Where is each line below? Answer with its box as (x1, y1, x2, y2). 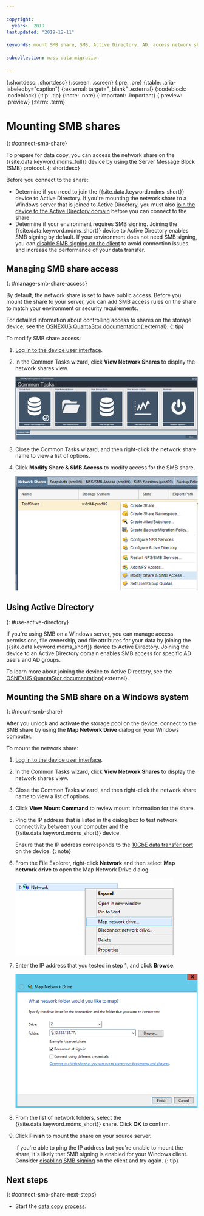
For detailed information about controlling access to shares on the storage (6, 317, 192, 324)
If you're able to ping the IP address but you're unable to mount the (15, 1144, 183, 1151)
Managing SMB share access (6, 264, 118, 274)
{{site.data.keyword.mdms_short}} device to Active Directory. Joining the (6, 643, 189, 650)
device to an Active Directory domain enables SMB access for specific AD (6, 649, 191, 657)
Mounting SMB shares (6, 119, 120, 133)
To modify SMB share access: (6, 335, 81, 342)
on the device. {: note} (15, 848, 72, 855)
